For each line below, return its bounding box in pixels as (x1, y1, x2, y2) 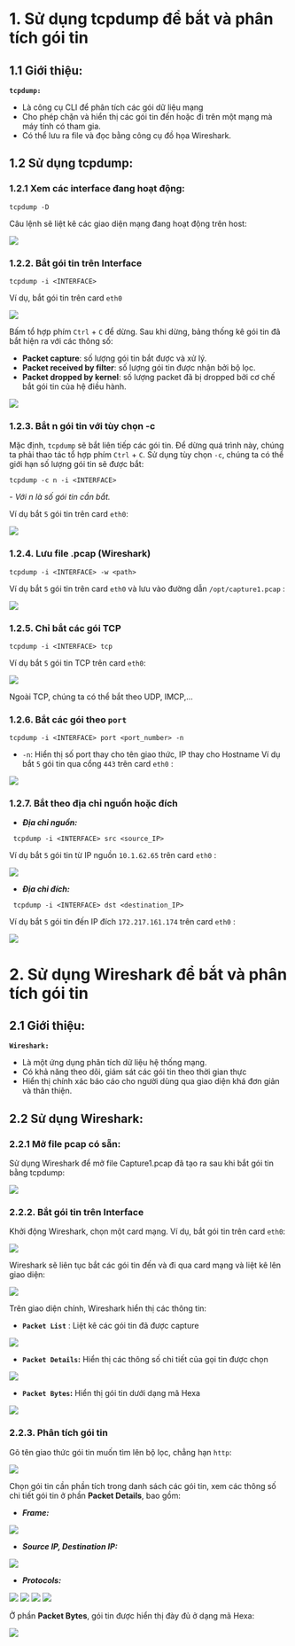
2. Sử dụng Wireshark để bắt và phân (9, 964, 288, 984)
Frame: (21, 1507, 50, 1517)
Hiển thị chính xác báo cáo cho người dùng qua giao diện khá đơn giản (21, 1076, 281, 1087)
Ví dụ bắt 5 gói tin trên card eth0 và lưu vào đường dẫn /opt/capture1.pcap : (9, 583, 285, 594)
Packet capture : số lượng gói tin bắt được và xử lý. (21, 353, 207, 363)
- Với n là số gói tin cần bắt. (9, 492, 111, 503)
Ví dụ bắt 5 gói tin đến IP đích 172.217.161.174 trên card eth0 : (9, 917, 237, 927)
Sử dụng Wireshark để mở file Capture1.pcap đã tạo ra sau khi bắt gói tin (9, 1158, 275, 1169)
